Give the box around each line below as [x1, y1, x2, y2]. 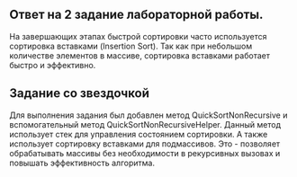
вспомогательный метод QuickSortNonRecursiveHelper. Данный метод [9, 119, 282, 129]
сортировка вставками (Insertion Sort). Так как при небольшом [9, 40, 253, 51]
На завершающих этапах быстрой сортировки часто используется [9, 31, 267, 41]
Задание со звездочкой [9, 85, 150, 102]
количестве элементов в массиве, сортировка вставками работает [9, 49, 270, 61]
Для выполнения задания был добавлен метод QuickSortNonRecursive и [9, 110, 288, 120]
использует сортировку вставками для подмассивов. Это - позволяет [9, 138, 281, 149]
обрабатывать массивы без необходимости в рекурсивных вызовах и [9, 147, 281, 158]
